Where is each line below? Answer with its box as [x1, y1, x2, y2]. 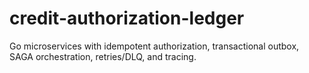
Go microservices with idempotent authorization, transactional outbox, [9, 40, 300, 52]
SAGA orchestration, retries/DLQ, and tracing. [9, 50, 197, 62]
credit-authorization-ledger [9, 7, 245, 30]
